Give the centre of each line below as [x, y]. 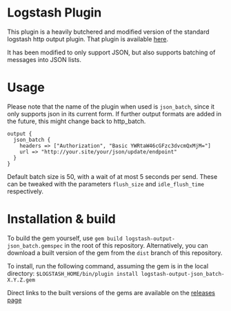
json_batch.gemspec [35, 246]
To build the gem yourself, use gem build [65, 238]
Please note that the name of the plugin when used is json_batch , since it [111, 106]
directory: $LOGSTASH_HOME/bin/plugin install [73, 273]
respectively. [25, 191]
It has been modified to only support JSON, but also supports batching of [111, 52]
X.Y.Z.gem [21, 280]
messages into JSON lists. [44, 59]
